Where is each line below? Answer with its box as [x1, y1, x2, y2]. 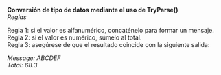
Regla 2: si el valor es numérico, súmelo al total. [7, 33, 142, 42]
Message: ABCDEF [7, 54, 61, 62]
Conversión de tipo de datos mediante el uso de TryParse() [7, 6, 178, 14]
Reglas [7, 13, 27, 21]
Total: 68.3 [7, 61, 38, 69]
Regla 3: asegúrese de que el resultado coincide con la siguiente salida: [7, 41, 210, 48]
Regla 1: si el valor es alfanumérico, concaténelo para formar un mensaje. [7, 27, 215, 34]
